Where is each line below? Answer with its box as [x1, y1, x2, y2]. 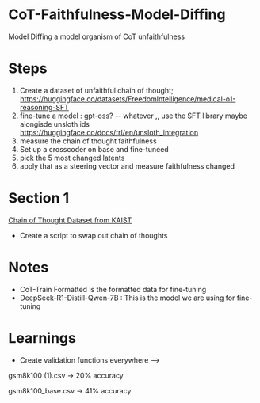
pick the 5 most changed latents [19, 153, 125, 162]
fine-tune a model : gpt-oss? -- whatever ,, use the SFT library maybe [19, 111, 248, 120]
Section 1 [8, 189, 70, 207]
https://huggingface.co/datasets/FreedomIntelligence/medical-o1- [19, 93, 236, 104]
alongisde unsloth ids [19, 119, 90, 128]
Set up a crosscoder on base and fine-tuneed [19, 144, 169, 154]
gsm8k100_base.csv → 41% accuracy [8, 386, 132, 395]
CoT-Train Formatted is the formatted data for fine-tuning [19, 284, 207, 294]
